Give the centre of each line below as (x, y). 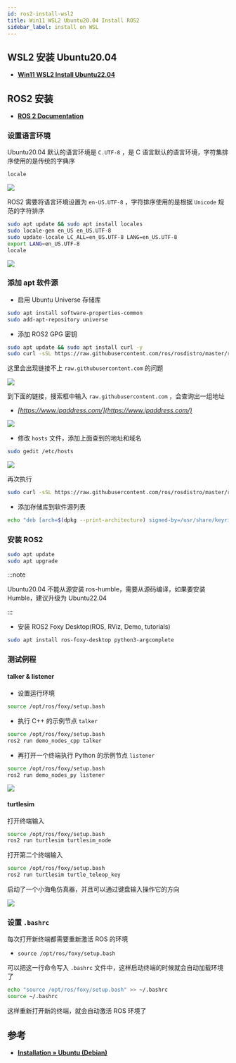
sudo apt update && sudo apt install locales (75, 224)
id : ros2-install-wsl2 (40, 14)
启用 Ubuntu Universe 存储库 (59, 300)
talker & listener (31, 677)
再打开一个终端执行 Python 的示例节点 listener (86, 755)
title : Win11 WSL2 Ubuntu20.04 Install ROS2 (73, 20)
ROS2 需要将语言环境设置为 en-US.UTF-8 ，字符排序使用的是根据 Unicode (112, 202)
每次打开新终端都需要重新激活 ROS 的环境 (68, 939)
